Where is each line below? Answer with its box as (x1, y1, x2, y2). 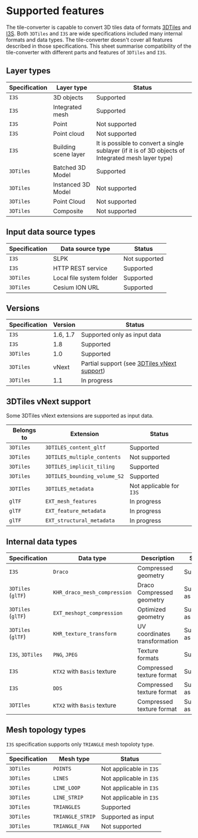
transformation (137, 637, 179, 645)
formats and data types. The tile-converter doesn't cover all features (6, 36, 173, 43)
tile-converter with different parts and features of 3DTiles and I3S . (6, 48, 167, 55)
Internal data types (6, 536, 78, 546)
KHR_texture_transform (52, 630, 117, 637)
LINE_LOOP (52, 784, 81, 791)
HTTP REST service (52, 264, 108, 272)
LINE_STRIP (52, 794, 84, 801)
